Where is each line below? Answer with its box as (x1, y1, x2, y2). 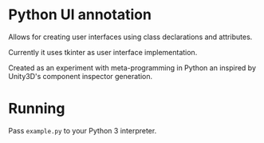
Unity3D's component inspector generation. (8, 71, 153, 81)
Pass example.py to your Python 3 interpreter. (8, 125, 157, 135)
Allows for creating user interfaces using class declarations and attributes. (8, 32, 253, 42)
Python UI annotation (8, 6, 152, 24)
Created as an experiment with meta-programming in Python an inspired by (8, 62, 257, 73)
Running (8, 100, 65, 117)
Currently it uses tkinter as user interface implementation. (8, 47, 198, 57)
